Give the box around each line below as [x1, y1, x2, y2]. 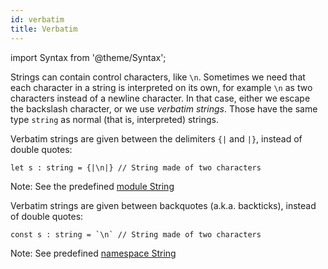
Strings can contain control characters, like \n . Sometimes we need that [10, 71, 306, 83]
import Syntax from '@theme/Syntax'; [10, 51, 167, 63]
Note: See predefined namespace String [10, 247, 177, 259]
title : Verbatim [10, 24, 78, 34]
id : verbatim [10, 14, 65, 25]
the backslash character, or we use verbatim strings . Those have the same [10, 102, 318, 115]
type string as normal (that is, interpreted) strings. [10, 113, 219, 125]
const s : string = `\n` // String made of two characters [10, 229, 262, 240]
